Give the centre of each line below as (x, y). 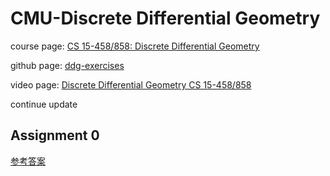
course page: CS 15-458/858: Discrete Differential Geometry (135, 46)
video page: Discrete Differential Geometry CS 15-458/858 (131, 84)
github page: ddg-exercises (67, 65)
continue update (44, 104)
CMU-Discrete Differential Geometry (165, 18)
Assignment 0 (55, 135)
